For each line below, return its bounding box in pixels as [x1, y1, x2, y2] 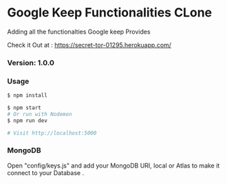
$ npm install [7, 92, 48, 99]
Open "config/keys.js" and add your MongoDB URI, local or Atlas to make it [7, 161, 220, 170]
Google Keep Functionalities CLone [7, 5, 212, 21]
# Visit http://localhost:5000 [7, 129, 97, 137]
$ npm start [7, 104, 41, 111]
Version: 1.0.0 [7, 58, 55, 67]
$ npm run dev [7, 117, 48, 124]
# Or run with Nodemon [7, 111, 72, 117]
